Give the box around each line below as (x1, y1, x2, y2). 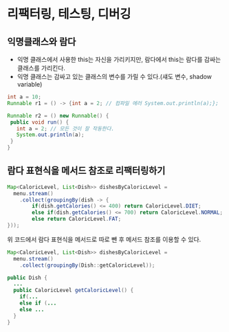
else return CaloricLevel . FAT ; (32, 216, 122, 223)
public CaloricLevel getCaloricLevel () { (13, 287, 134, 294)
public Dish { (7, 274, 48, 281)
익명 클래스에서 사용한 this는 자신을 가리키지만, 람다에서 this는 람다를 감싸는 (17, 56, 221, 63)
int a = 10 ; (7, 93, 41, 100)
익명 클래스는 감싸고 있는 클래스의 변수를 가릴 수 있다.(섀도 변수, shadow (17, 73, 212, 80)
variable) (17, 80, 43, 88)
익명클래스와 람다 (7, 36, 76, 47)
